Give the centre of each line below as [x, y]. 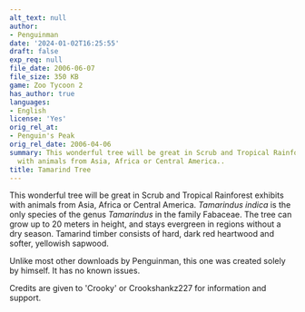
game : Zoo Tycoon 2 [46, 85]
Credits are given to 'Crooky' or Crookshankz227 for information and [138, 288]
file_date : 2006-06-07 [52, 69]
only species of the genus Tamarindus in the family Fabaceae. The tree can [151, 215]
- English [28, 111]
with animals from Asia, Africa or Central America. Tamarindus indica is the [150, 205]
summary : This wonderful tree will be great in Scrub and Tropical [140, 152]
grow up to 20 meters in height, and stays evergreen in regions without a [145, 224]
